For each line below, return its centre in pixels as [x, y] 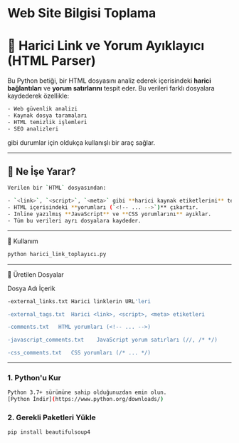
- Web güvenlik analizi [43, 109]
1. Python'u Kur [34, 377]
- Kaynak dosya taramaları [47, 116]
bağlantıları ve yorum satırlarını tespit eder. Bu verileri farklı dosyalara [111, 88]
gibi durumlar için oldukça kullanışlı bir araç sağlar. [81, 142]
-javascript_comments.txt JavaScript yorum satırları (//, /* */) [113, 340]
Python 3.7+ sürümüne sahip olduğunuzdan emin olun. [87, 393]
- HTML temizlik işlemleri [47, 122]
